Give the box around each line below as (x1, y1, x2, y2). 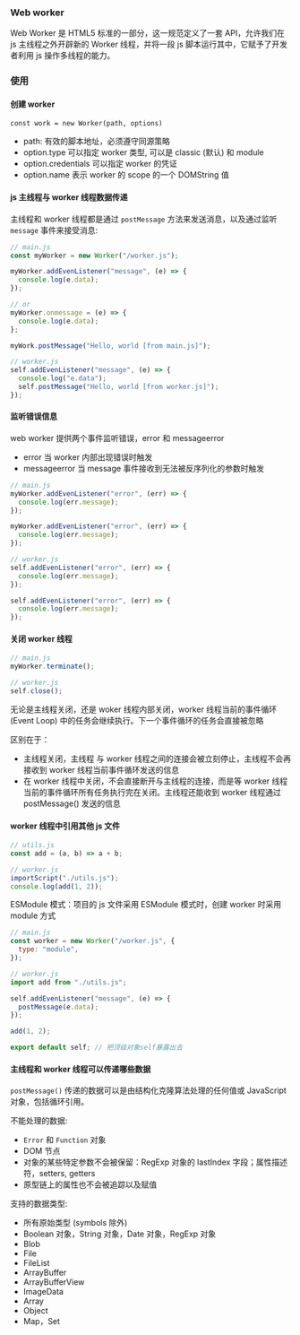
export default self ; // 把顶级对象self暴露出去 (10, 1043, 183, 1053)
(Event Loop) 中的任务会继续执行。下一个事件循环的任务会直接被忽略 (10, 715, 264, 725)
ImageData (22, 1287, 64, 1297)
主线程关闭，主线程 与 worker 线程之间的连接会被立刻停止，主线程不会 (22, 753, 284, 764)
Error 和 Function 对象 (22, 1134, 107, 1145)
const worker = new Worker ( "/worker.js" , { (10, 937, 176, 946)
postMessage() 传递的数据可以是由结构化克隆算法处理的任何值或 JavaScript (10, 1085, 287, 1096)
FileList (22, 1258, 50, 1269)
